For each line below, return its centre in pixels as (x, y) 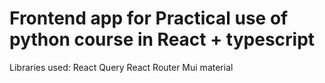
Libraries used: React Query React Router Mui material (121, 67)
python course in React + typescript (162, 39)
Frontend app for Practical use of (149, 18)
